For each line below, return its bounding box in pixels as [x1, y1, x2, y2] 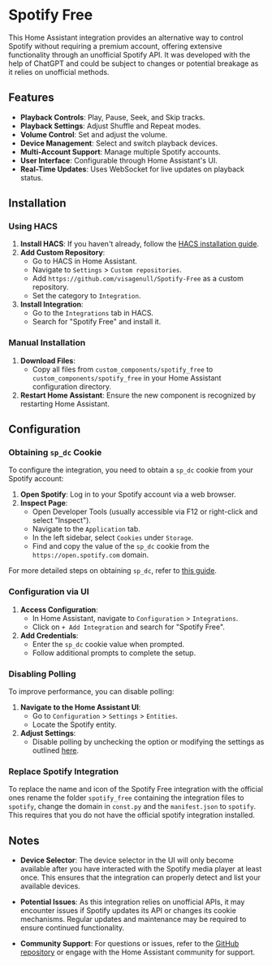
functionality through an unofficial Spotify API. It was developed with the [8, 50, 251, 59]
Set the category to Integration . [32, 291, 141, 301]
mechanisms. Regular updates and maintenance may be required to [19, 915, 247, 924]
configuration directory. [32, 381, 112, 391]
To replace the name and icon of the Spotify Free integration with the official [8, 785, 264, 794]
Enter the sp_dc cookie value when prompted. [32, 639, 185, 649]
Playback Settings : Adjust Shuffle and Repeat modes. [19, 120, 201, 131]
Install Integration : [19, 299, 84, 310]
